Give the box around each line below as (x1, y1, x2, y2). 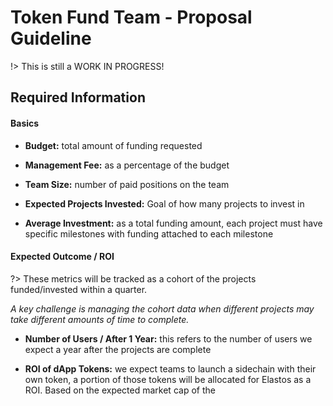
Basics (10, 117, 40, 129)
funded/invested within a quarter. (10, 283, 148, 295)
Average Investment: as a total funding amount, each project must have (24, 217, 323, 229)
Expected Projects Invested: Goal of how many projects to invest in (24, 197, 305, 210)
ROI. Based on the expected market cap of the (24, 384, 216, 396)
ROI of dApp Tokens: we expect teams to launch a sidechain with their (24, 362, 317, 375)
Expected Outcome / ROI (10, 251, 115, 263)
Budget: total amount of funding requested (24, 139, 203, 151)
